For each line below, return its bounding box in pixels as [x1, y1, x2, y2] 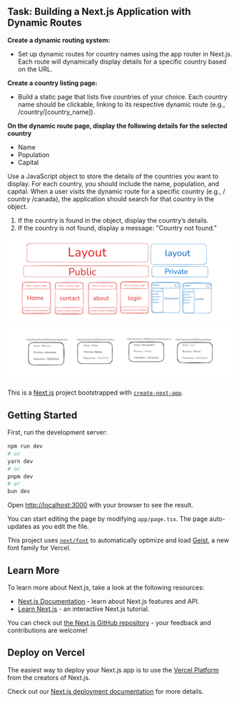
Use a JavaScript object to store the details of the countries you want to [7, 171, 219, 181]
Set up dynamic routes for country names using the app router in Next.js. [17, 49, 233, 58]
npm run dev [7, 442, 43, 450]
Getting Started [7, 409, 78, 421]
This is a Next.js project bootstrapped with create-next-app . [7, 388, 184, 397]
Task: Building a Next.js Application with [7, 6, 191, 18]
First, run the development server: [7, 428, 108, 437]
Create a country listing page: [7, 79, 98, 87]
